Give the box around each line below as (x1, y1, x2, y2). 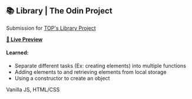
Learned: (6, 49, 29, 56)
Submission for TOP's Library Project (6, 24, 96, 32)
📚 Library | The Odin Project (6, 6, 113, 16)
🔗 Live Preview (6, 36, 43, 43)
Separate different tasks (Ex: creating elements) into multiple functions (14, 62, 187, 70)
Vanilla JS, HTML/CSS (6, 86, 60, 93)
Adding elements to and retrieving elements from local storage (14, 69, 167, 76)
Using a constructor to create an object (14, 75, 110, 82)
